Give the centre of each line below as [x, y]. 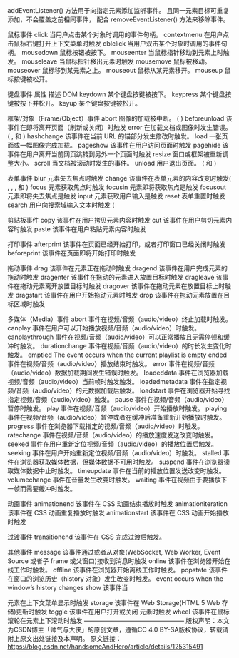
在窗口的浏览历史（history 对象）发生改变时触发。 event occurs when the [115, 579]
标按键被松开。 [29, 79]
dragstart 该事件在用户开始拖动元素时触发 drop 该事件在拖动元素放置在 [119, 295]
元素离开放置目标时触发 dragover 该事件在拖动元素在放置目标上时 [128, 286]
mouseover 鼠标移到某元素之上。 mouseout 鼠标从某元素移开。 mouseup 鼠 [119, 70]
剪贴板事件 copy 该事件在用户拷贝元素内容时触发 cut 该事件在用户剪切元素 [117, 220]
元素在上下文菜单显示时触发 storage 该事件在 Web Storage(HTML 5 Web [114, 603]
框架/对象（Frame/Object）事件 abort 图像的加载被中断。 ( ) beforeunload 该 [120, 118]
